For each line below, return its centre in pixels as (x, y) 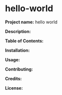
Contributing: (19, 69)
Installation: (18, 50)
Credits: (13, 78)
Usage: (13, 59)
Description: (18, 31)
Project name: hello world (31, 22)
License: (14, 88)
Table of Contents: (24, 41)
